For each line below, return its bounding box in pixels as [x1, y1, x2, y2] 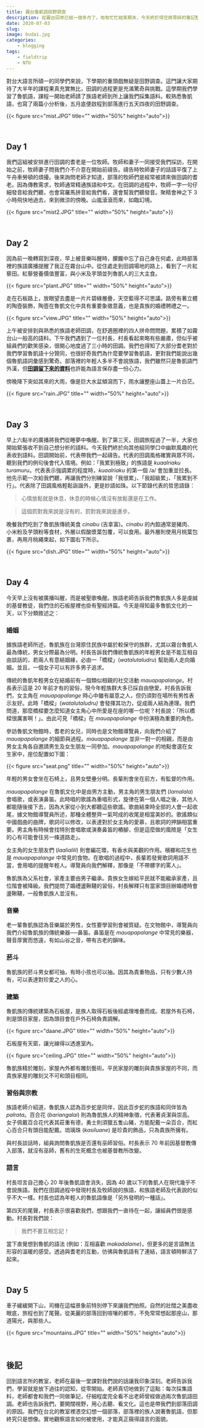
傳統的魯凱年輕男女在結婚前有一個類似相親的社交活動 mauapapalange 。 [6, 677, 188, 684]
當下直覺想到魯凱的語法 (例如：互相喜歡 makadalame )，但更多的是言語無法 [6, 1240, 195, 1248]
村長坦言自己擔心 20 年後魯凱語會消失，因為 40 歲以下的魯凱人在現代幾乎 [6, 1178, 191, 1186]
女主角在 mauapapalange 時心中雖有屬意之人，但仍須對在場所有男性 [16, 692, 189, 699]
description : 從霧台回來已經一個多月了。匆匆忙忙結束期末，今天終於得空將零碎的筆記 [6, 15, 195, 21]
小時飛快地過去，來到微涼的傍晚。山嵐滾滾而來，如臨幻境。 [6, 196, 155, 204]
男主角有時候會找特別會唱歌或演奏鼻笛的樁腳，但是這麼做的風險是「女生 [16, 826, 198, 833]
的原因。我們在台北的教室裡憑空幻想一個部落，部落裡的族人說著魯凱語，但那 [6, 1408, 198, 1415]
